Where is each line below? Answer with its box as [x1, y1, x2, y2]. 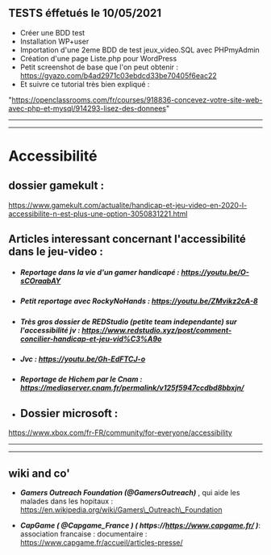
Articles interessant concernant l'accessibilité [8, 232, 246, 246]
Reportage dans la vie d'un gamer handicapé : [19, 267, 180, 277]
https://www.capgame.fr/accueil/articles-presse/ [19, 537, 183, 547]
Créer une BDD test [19, 27, 85, 37]
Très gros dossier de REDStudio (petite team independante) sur [19, 316, 238, 326]
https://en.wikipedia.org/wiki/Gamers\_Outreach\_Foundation [19, 504, 223, 515]
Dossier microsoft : [19, 407, 119, 420]
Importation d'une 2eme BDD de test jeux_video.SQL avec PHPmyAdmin [19, 44, 260, 55]
